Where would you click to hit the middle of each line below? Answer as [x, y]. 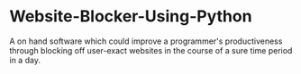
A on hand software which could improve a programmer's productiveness [146, 41]
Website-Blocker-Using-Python [131, 16]
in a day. [25, 60]
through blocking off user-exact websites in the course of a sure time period [151, 50]
